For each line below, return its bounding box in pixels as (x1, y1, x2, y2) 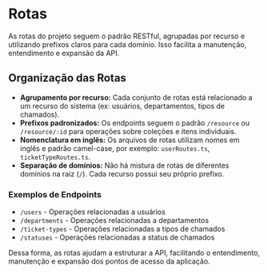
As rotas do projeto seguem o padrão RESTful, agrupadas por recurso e (8, 31, 246, 41)
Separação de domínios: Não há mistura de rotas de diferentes (19, 161, 230, 170)
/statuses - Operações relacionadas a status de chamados (19, 232, 215, 242)
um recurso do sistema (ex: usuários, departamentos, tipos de (19, 101, 226, 110)
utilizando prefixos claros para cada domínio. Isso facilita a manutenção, (8, 39, 246, 49)
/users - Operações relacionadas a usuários (19, 207, 166, 216)
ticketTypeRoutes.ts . (19, 152, 90, 161)
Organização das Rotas (8, 71, 126, 85)
